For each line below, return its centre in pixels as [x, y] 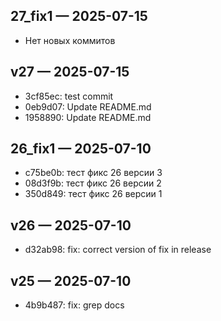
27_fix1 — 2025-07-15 [79, 16]
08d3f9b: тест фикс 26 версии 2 [93, 183]
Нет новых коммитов [70, 40]
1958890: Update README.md [88, 117]
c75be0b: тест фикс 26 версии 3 [93, 173]
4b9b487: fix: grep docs [74, 305]
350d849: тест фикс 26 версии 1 [93, 194]
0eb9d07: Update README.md [88, 106]
